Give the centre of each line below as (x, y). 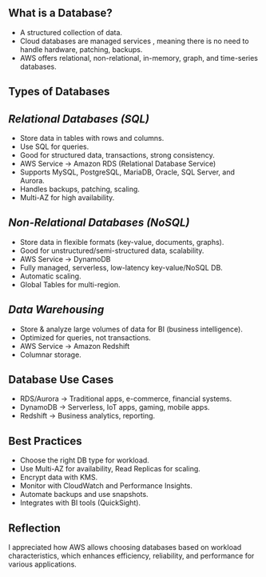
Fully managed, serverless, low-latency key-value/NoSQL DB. (121, 267)
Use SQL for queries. (54, 146)
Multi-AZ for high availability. (67, 198)
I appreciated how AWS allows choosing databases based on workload (125, 547)
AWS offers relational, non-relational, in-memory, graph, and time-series (139, 58)
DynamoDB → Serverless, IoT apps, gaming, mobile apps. (115, 407)
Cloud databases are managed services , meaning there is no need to (134, 41)
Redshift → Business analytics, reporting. (87, 416)
